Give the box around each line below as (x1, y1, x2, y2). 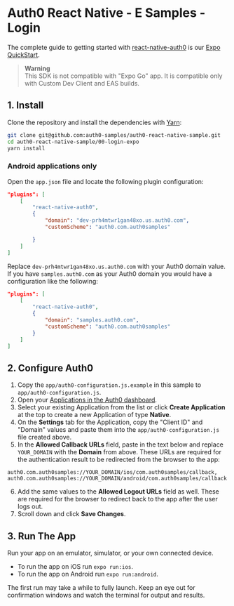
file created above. (17, 433, 72, 442)
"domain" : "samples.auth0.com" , (44, 317, 139, 324)
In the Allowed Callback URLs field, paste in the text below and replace (17, 440, 224, 449)
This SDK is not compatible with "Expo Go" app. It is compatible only (24, 72, 223, 80)
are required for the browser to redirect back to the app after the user (17, 495, 219, 503)
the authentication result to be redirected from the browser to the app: (17, 455, 221, 464)
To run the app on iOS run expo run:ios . (17, 562, 134, 571)
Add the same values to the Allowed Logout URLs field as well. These (17, 487, 219, 496)
